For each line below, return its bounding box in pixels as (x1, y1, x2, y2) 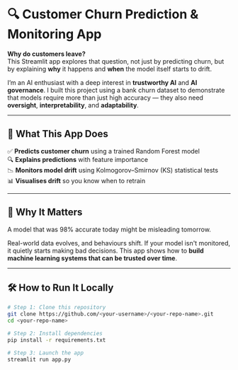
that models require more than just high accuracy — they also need (7, 93, 204, 102)
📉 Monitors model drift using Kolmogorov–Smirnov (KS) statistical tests (7, 166, 218, 174)
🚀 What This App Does (7, 128, 108, 140)
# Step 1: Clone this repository (7, 304, 106, 311)
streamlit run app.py (7, 356, 72, 363)
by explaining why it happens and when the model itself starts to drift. (7, 64, 212, 73)
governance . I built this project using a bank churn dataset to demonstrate (7, 86, 225, 94)
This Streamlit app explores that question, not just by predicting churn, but (7, 57, 225, 65)
